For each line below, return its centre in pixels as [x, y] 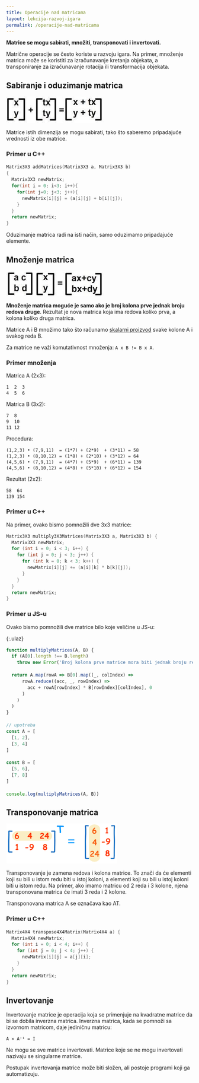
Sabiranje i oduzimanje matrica [65, 85]
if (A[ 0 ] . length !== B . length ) [50, 656]
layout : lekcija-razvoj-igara [44, 19]
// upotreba [21, 725]
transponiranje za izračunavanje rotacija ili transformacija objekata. [88, 67]
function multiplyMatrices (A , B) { [50, 650]
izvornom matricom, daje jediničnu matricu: [59, 1027]
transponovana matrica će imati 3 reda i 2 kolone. [67, 892]
